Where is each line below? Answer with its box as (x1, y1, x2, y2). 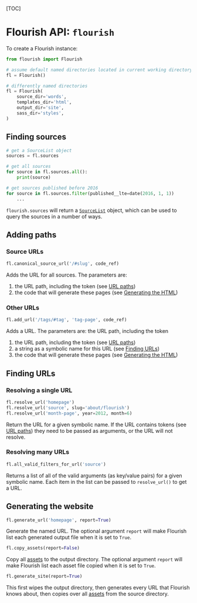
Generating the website (6, 501, 94, 511)
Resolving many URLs (6, 448, 69, 456)
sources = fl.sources (6, 153, 59, 159)
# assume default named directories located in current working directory (6, 67, 193, 73)
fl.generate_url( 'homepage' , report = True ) (6, 517, 111, 523)
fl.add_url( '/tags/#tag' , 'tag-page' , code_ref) (6, 317, 127, 323)
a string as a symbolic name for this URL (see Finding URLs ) (14, 345, 160, 352)
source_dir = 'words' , (16, 94, 67, 100)
